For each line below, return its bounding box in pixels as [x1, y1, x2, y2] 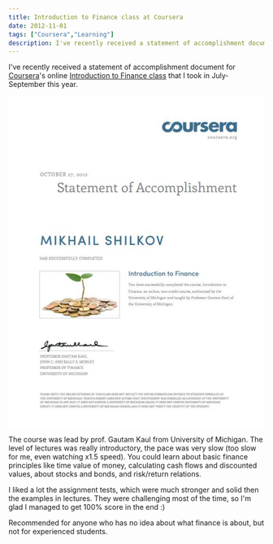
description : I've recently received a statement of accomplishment [8, 39, 245, 47]
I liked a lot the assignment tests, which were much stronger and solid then [8, 485, 259, 495]
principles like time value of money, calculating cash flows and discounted [8, 460, 258, 471]
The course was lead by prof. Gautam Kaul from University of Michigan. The [8, 435, 263, 445]
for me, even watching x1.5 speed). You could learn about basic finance [8, 452, 249, 462]
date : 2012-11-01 [8, 21, 67, 30]
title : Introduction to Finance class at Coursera [8, 13, 184, 21]
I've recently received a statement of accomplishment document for [8, 62, 236, 72]
